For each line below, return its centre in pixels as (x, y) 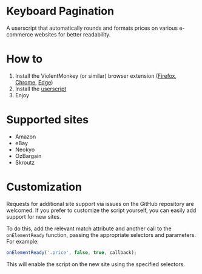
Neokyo (25, 149)
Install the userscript (41, 89)
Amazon (25, 136)
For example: (23, 241)
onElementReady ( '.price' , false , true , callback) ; (72, 252)
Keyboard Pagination (60, 11)
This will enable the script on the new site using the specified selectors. (96, 264)
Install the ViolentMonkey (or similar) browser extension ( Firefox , (96, 76)
